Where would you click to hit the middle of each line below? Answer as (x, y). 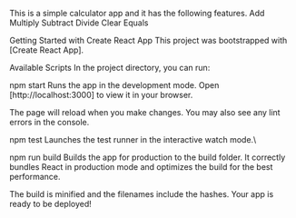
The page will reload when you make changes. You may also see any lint (145, 112)
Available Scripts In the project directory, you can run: (110, 68)
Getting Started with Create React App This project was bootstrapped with (148, 40)
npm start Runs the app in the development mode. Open (114, 85)
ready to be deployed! (51, 204)
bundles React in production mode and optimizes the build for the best (141, 167)
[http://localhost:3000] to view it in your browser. (101, 95)
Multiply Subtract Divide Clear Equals (79, 23)
